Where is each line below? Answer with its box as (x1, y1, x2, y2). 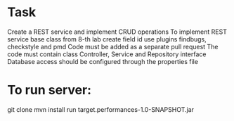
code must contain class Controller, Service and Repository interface (7, 50, 207, 58)
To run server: (7, 82, 92, 98)
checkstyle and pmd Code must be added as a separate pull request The (7, 42, 219, 51)
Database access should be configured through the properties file (7, 57, 199, 65)
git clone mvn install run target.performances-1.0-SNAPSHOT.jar (7, 105, 195, 113)
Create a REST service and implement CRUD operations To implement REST (7, 27, 227, 36)
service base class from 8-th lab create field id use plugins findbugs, (7, 34, 207, 43)
